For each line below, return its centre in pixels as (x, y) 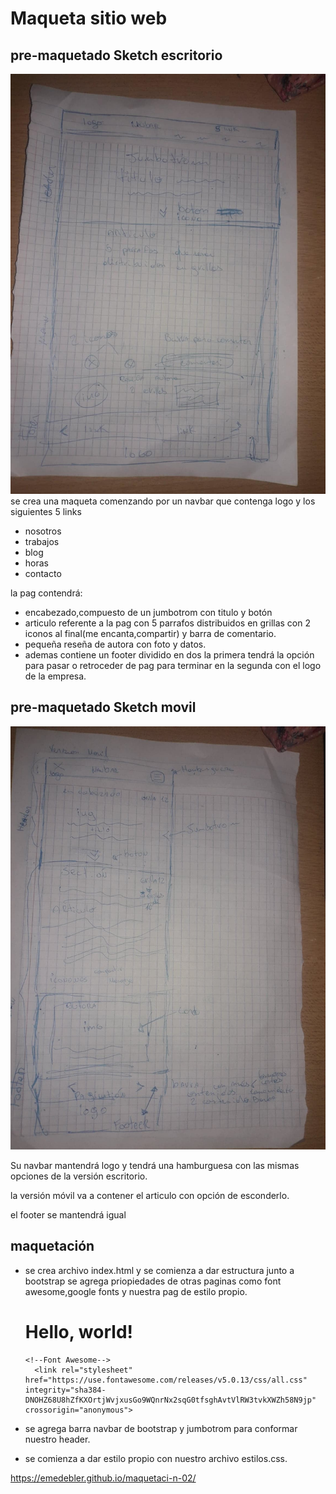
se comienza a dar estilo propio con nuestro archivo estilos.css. (156, 1458)
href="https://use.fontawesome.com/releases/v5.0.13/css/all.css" (166, 1380)
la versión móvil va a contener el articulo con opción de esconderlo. (150, 1196)
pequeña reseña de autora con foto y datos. (115, 644)
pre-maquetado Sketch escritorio (116, 55)
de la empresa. (55, 676)
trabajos (42, 541)
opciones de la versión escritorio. (79, 1176)
